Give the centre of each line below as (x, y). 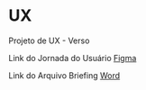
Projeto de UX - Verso (49, 40)
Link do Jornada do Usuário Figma (73, 58)
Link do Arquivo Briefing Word (64, 75)
